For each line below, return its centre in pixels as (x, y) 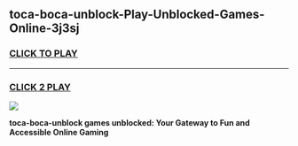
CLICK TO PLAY (43, 54)
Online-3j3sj (44, 29)
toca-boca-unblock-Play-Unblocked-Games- (137, 15)
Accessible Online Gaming (59, 132)
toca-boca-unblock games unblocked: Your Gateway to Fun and (129, 122)
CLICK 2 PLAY (40, 87)
